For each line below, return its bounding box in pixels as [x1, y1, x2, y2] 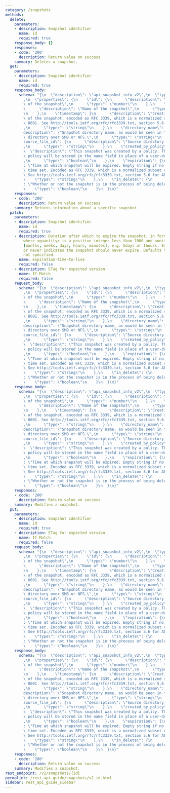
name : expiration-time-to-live [18, 257, 85, 262]
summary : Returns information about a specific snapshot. [14, 205, 139, 210]
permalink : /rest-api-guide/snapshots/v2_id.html [5, 775, 112, 780]
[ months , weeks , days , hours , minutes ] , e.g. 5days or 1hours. [23, 243, 159, 248]
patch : [10, 210, 24, 215]
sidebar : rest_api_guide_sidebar [5, 780, 76, 785]
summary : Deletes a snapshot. [14, 59, 78, 64]
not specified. [23, 252, 56, 257]
